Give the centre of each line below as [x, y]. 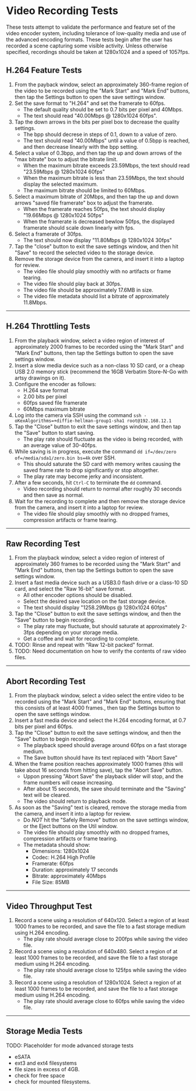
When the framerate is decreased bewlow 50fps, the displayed [99, 221]
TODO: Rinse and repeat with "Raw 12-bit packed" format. [84, 645]
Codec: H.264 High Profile [64, 857]
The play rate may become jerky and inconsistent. [83, 476]
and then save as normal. [54, 495]
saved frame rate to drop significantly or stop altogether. [91, 470]
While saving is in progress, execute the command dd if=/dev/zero [95, 451]
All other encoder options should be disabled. [78, 595]
